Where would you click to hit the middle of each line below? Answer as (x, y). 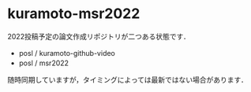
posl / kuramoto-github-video (67, 53)
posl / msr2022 (43, 63)
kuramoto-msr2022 (74, 14)
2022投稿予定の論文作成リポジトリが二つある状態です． (99, 36)
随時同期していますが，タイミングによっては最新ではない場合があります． (127, 79)
